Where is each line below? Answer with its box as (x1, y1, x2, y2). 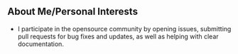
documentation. (17, 39, 64, 48)
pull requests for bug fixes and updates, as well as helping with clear (17, 32, 219, 40)
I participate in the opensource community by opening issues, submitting (17, 24, 232, 33)
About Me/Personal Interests (7, 6, 139, 18)
